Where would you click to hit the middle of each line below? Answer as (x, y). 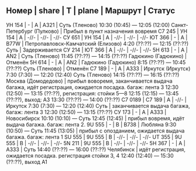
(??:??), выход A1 (27, 162)
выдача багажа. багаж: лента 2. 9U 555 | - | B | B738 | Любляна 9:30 (91, 124)
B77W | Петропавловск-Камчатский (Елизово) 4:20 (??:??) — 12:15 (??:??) (97, 43)
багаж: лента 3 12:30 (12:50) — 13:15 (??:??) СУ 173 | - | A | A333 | (86, 112)
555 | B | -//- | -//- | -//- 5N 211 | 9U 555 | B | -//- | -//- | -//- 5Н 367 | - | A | (96, 143)
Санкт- (180, 25)
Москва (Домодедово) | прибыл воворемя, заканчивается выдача (89, 81)
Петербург (20, 31)
